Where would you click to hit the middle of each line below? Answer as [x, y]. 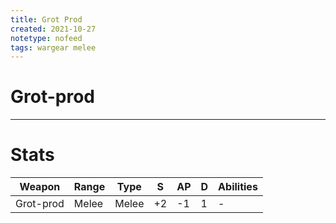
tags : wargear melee [53, 47]
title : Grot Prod [46, 19]
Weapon [40, 187]
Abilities [238, 187]
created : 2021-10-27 [53, 29]
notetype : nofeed [46, 38]
